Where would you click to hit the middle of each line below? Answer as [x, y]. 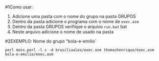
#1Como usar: [19, 7]
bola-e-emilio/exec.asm [29, 54]
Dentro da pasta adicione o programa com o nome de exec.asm [76, 22]
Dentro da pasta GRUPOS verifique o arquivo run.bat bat [69, 27]
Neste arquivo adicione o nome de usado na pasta [63, 32]
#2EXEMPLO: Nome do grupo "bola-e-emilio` [51, 41]
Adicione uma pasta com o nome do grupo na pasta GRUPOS [74, 16]
